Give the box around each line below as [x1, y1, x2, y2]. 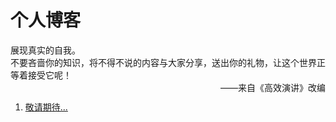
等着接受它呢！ [10, 69, 72, 81]
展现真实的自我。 [10, 44, 81, 56]
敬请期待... [24, 101, 68, 113]
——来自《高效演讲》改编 [220, 81, 326, 93]
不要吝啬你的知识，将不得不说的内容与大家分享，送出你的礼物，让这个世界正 [10, 56, 326, 68]
